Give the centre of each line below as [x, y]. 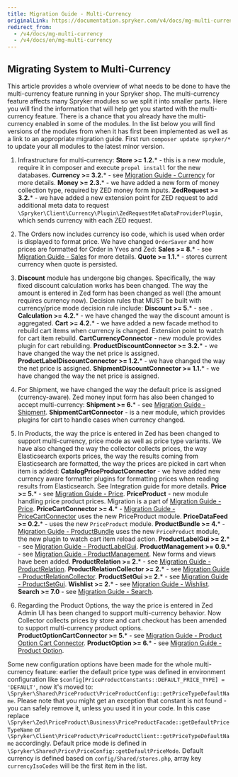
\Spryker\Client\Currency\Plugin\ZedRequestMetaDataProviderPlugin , [120, 213]
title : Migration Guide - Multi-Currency [69, 14]
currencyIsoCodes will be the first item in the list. [77, 766]
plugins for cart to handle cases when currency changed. [101, 420]
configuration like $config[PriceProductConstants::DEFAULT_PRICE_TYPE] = [116, 679]
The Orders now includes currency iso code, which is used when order [121, 234]
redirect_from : [30, 27]
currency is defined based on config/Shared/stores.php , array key [104, 758]
